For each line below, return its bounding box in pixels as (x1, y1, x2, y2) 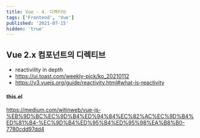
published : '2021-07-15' (6, 20, 69, 26)
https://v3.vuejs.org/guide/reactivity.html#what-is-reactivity (15, 79, 165, 87)
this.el (6, 93, 23, 100)
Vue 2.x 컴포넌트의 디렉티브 (6, 50, 106, 60)
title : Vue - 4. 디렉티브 (6, 8, 66, 15)
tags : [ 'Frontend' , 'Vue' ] (6, 15, 74, 21)
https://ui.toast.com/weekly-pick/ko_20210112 (15, 73, 130, 80)
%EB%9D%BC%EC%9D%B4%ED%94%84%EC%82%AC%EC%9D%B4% (6, 113, 195, 120)
